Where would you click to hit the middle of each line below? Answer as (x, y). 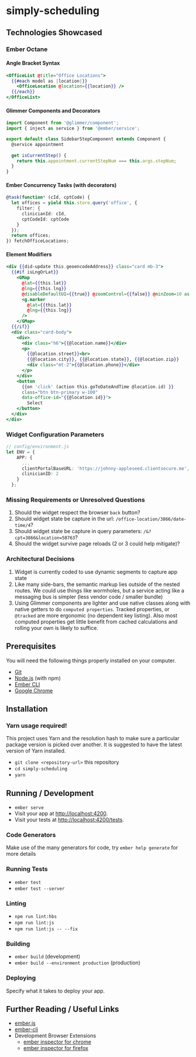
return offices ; (31, 236)
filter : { (29, 209)
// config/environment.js (37, 447)
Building (18, 944)
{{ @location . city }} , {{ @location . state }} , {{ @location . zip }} (103, 360)
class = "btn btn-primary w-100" (60, 392)
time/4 (23, 526)
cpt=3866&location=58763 (45, 538)
